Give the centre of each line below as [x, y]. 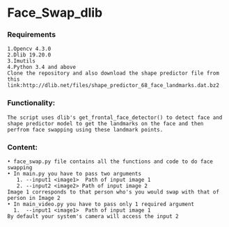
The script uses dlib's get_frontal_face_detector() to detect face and [115, 117]
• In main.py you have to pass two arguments [74, 174]
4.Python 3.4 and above [42, 68]
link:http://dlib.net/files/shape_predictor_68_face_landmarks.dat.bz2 [113, 86]
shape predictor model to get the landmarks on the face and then [105, 123]
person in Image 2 [34, 198]
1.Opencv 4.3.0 [29, 49]
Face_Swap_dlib [55, 13]
